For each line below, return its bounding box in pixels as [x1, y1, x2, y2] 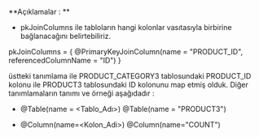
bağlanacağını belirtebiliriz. [20, 32, 112, 41]
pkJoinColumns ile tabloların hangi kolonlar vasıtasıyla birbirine [20, 23, 232, 32]
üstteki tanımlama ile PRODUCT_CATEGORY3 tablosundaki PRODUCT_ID [8, 71, 252, 80]
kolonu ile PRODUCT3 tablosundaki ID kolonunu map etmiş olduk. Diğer [8, 80, 248, 89]
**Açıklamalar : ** [8, 7, 71, 16]
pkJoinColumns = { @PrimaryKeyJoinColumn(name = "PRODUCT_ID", [8, 47, 244, 56]
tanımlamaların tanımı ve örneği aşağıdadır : [8, 88, 155, 98]
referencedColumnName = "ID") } [8, 56, 122, 65]
